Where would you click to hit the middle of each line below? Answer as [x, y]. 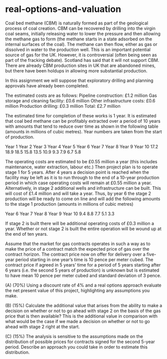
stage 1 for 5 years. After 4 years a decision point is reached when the [77, 172]
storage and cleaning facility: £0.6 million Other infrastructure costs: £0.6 [80, 100]
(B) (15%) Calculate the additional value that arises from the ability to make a [84, 305]
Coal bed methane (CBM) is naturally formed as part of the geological [77, 23]
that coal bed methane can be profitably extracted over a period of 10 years [83, 121]
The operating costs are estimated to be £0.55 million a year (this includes [81, 161]
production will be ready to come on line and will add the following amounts [83, 199]
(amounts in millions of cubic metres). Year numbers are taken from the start [83, 131]
